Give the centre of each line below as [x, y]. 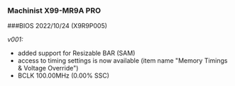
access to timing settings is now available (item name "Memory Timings [122, 61]
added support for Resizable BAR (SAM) [76, 53]
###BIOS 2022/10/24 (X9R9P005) [58, 26]
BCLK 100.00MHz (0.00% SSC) [64, 75]
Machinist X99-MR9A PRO [54, 11]
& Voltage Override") [48, 68]
